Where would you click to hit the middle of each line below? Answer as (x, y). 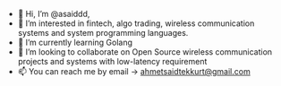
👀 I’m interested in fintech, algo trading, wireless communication (136, 23)
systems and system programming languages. (103, 33)
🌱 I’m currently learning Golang (75, 42)
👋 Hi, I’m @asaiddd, (54, 14)
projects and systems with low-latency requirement (112, 61)
